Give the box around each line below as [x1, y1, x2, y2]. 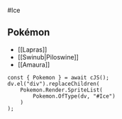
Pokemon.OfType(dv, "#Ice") [33, 92, 116, 100]
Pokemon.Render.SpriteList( [20, 86, 103, 93]
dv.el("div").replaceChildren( [7, 80, 100, 87]
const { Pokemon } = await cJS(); [7, 74, 110, 81]
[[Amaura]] [17, 60, 50, 69]
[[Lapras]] [17, 45, 48, 54]
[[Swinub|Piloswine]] [17, 52, 79, 61]
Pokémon [7, 26, 50, 38]
